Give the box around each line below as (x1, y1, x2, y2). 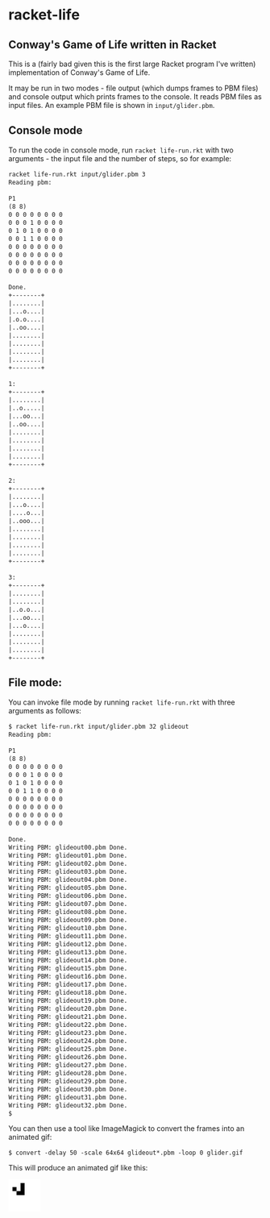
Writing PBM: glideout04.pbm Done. (8, 875, 128, 883)
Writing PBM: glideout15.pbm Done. (8, 964, 128, 972)
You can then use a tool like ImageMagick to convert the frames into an (8, 1123, 245, 1133)
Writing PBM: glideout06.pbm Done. (8, 892, 128, 900)
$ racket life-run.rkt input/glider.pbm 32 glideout (8, 722, 189, 730)
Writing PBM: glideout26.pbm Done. (8, 1053, 128, 1061)
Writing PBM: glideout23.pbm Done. (8, 1029, 128, 1037)
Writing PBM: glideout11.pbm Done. (8, 932, 128, 940)
